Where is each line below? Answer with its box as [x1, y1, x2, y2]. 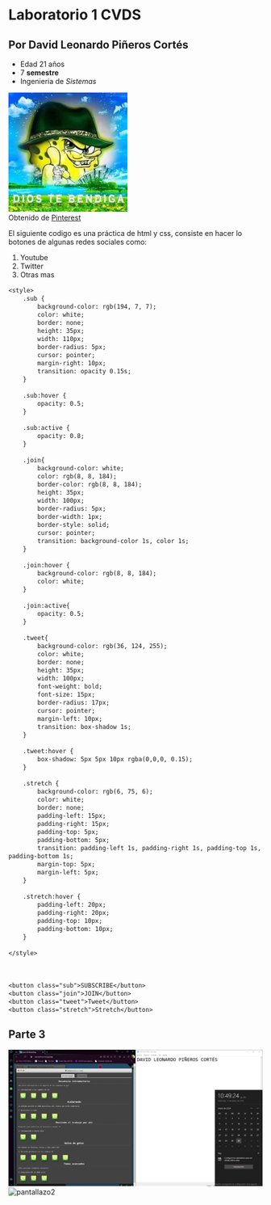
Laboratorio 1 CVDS [8, 6, 142, 24]
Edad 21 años [19, 59, 65, 69]
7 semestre [19, 68, 59, 78]
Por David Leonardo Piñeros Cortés [8, 38, 189, 52]
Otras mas [19, 270, 55, 280]
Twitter [19, 261, 44, 271]
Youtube [19, 253, 48, 262]
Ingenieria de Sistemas [19, 77, 97, 86]
